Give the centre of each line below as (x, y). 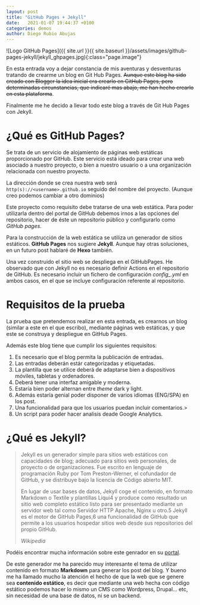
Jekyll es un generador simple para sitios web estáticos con (94, 454)
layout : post (22, 12)
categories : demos (29, 28)
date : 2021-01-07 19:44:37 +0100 (50, 23)
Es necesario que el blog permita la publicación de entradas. (89, 357)
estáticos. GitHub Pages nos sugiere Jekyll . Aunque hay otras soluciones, (97, 244)
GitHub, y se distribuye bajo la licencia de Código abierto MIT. (97, 479)
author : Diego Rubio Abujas (41, 34)
